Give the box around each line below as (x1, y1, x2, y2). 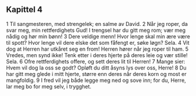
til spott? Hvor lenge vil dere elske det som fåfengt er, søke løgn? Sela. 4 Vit (6, 39, 190, 46)
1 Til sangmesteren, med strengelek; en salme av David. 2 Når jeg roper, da (6, 20, 188, 27)
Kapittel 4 (6, 5, 43, 15)
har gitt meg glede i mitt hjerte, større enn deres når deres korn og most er (6, 70, 187, 77)
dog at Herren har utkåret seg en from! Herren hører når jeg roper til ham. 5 (6, 45, 189, 52)
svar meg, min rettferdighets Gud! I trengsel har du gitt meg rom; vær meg (6, 27, 186, 34)
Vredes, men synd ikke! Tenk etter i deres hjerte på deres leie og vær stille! (6, 51, 188, 58)
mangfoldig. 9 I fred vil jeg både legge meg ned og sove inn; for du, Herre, (6, 77, 187, 84)
